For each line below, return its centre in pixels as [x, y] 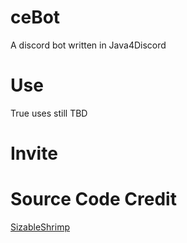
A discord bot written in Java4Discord [88, 45]
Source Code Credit [93, 199]
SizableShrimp [40, 227]
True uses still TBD [49, 113]
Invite [34, 153]
